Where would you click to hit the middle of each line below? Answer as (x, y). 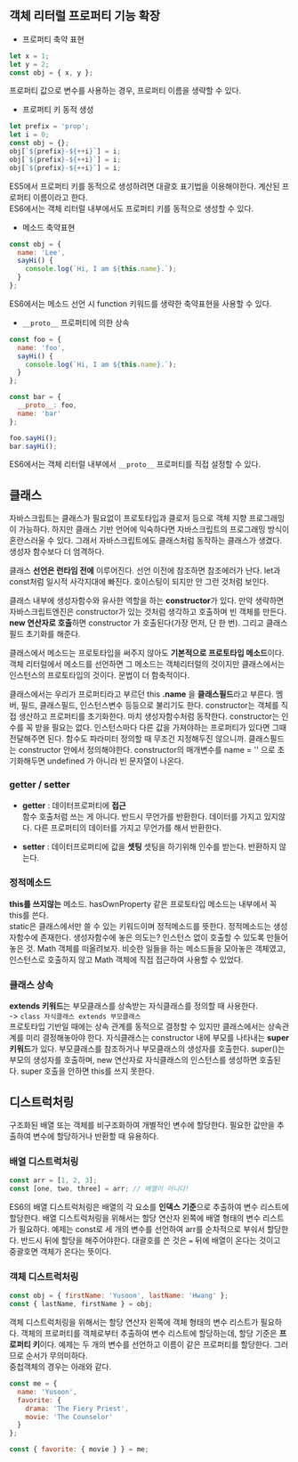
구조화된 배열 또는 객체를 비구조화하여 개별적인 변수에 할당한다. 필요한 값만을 (142, 1124)
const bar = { (36, 397)
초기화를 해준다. (53, 634)
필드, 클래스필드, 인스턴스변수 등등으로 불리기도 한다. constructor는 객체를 (150, 706)
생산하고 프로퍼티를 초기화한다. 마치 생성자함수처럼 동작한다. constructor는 (149, 716)
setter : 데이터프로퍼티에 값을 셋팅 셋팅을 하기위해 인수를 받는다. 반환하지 (149, 846)
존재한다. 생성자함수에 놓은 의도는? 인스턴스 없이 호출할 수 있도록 (152, 937)
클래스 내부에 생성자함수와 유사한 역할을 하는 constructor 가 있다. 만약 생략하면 (147, 600)
